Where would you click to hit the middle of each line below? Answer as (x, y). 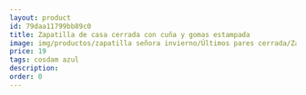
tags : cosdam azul (44, 60)
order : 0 (26, 77)
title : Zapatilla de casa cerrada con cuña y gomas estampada (130, 34)
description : (34, 69)
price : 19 (28, 52)
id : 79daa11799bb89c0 (51, 26)
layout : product (40, 18)
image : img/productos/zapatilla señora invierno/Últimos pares (132, 43)
